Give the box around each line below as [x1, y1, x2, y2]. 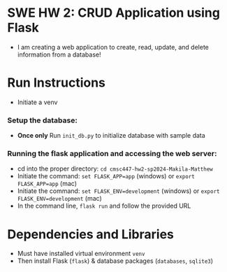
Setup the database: [7, 115, 78, 125]
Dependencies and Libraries [7, 226, 175, 242]
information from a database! [17, 50, 101, 59]
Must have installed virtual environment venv [17, 250, 145, 258]
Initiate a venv [17, 98, 58, 106]
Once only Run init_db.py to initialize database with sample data [17, 131, 206, 140]
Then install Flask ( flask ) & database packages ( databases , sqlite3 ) [17, 257, 214, 265]
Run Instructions [7, 75, 106, 91]
